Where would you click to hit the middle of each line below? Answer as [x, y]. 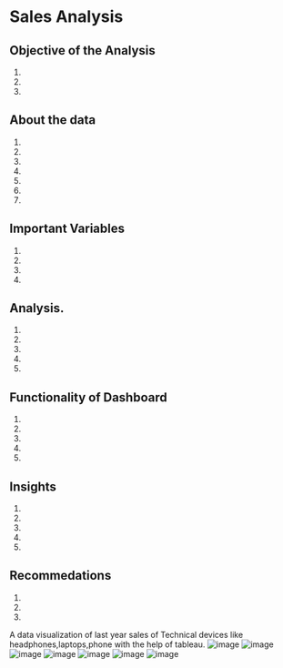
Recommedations [61, 576]
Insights [33, 486]
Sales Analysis [66, 17]
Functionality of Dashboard [88, 397]
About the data [53, 120]
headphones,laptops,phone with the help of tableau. [107, 644]
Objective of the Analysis [83, 51]
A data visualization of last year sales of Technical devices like [126, 634]
